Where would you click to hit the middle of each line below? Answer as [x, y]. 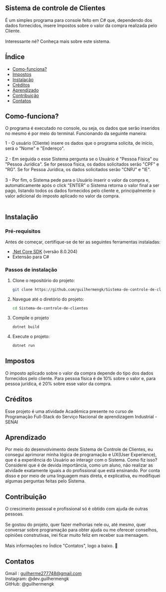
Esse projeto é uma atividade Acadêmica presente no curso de [69, 411]
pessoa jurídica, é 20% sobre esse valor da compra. [58, 384]
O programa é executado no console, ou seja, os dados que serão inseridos [83, 128]
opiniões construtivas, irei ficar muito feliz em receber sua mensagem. [77, 535]
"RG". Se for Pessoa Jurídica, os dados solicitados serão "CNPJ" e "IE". [78, 170]
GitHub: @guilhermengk [30, 584]
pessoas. [14, 514]
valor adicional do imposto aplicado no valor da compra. [62, 196]
